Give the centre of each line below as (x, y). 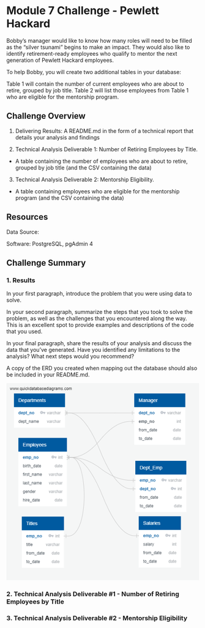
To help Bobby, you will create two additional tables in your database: (94, 72)
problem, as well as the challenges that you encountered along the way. (97, 318)
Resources (27, 217)
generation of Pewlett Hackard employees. (60, 60)
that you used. (24, 332)
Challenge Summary (46, 263)
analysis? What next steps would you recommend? (70, 356)
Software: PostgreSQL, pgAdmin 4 (50, 244)
